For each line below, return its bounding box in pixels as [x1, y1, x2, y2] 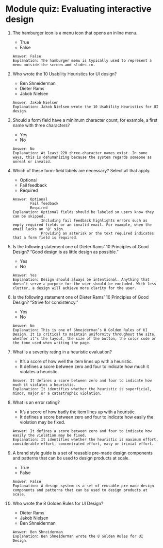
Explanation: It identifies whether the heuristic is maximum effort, [12, 437, 159, 442]
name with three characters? [12, 122, 70, 128]
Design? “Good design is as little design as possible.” [12, 249, 119, 255]
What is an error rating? [12, 399, 60, 405]
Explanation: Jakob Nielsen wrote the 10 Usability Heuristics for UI [12, 104, 159, 109]
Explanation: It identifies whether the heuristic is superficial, [12, 386, 152, 391]
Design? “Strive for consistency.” [12, 299, 79, 305]
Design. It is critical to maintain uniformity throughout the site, [12, 332, 157, 337]
